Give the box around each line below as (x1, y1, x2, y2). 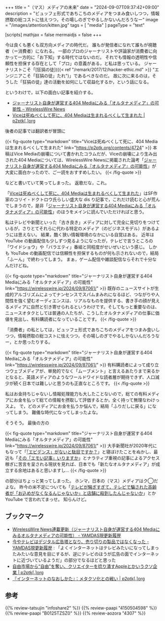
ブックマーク (5, 512, 44, 521)
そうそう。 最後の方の (5, 420, 50, 426)
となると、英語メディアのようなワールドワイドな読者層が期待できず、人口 (5, 374, 156, 380)
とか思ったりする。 (13, 339, 53, 345)
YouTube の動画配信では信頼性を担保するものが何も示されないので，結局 (10, 250, 159, 256)
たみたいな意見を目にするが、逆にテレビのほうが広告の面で (12, 551, 133, 557)
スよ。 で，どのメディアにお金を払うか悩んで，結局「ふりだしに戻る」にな (5, 403, 157, 409)
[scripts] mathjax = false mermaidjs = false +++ (5, 32, 102, 38)
